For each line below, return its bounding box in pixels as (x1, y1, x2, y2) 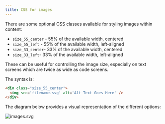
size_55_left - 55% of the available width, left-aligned (12, 41, 124, 47)
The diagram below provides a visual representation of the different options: (5, 104, 161, 110)
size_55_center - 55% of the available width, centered (12, 36, 124, 42)
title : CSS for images (5, 7, 52, 12)
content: (5, 26, 22, 32)
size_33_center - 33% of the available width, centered (12, 46, 123, 52)
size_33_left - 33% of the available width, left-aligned (12, 52, 123, 58)
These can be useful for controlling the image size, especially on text (5, 61, 147, 67)
